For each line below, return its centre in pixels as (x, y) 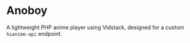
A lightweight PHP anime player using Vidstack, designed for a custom (95, 27)
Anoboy (27, 11)
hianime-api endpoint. (34, 33)
